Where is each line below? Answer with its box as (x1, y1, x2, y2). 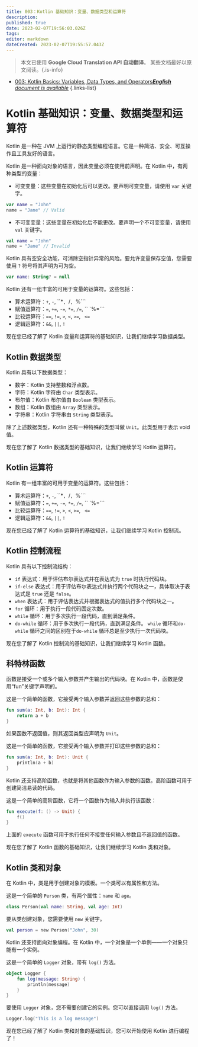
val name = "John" (6, 238, 51, 244)
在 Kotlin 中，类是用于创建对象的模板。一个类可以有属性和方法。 (6, 879, 163, 886)
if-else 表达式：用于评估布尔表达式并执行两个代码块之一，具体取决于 (14, 582, 185, 590)
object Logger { (6, 970, 46, 976)
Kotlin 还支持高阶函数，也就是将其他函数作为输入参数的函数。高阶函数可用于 (6, 777, 192, 784)
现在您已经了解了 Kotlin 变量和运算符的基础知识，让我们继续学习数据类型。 (6, 333, 189, 340)
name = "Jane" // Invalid (6, 244, 70, 249)
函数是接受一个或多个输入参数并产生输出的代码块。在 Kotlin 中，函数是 (6, 675, 178, 683)
